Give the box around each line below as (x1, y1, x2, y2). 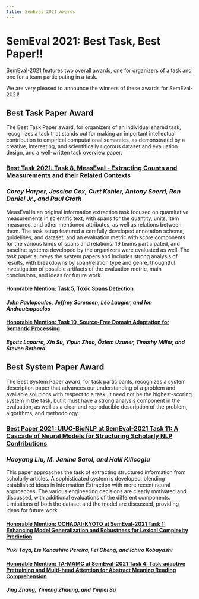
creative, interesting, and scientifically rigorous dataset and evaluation (6, 143, 178, 150)
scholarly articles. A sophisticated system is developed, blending (6, 475, 165, 482)
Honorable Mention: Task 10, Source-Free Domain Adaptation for (6, 319, 169, 326)
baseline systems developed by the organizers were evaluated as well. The (6, 246, 190, 253)
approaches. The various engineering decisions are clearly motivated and (6, 488, 187, 494)
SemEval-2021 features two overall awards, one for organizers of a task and (6, 67, 192, 74)
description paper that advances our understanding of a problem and (6, 384, 176, 391)
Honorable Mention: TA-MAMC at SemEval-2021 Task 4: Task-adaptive (6, 560, 186, 567)
